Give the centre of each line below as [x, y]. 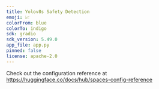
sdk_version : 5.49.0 [32, 39]
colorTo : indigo [26, 28]
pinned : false [24, 51]
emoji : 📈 [18, 17]
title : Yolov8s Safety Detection [48, 12]
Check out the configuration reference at [57, 73]
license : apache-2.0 [32, 56]
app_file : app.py [28, 45]
